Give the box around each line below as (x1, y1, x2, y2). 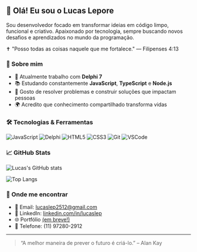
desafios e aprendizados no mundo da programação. (6, 33, 135, 41)
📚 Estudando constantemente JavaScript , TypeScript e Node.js (14, 80, 172, 87)
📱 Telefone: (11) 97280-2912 (14, 223, 83, 229)
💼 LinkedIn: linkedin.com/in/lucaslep (14, 210, 103, 217)
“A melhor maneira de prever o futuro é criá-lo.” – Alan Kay (20, 240, 162, 246)
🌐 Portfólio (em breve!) (14, 216, 70, 223)
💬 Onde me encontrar (6, 190, 69, 198)
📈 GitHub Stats (6, 149, 51, 157)
